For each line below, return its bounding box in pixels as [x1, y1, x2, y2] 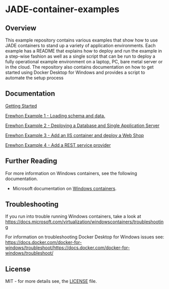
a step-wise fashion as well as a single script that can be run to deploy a [5, 53, 155, 59]
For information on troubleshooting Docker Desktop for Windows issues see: [5, 234, 164, 240]
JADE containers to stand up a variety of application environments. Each [5, 43, 156, 49]
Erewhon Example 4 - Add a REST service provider [5, 142, 111, 148]
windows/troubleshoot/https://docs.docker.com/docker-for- [5, 244, 130, 251]
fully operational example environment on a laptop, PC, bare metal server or [5, 59, 163, 64]
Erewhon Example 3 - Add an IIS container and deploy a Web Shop [5, 132, 144, 138]
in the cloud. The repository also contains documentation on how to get [5, 64, 154, 70]
